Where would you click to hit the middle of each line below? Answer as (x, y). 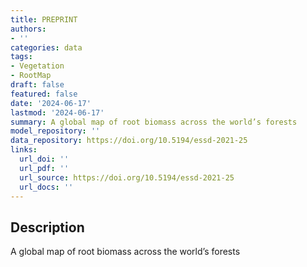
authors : (28, 29)
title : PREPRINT (44, 19)
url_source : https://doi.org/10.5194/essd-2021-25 (127, 177)
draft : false (37, 85)
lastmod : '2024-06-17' (57, 112)
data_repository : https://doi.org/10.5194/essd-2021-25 (129, 141)
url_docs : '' (46, 187)
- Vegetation (37, 66)
